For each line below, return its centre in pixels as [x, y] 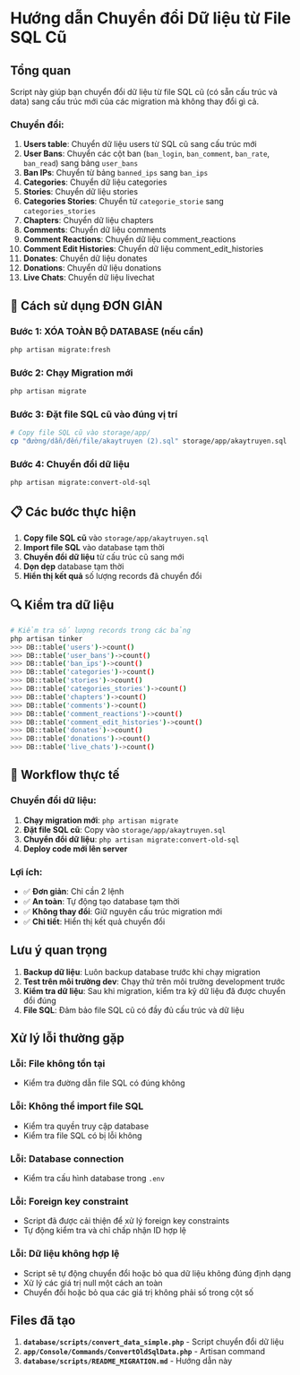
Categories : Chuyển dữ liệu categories [95, 182]
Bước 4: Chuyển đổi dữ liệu [70, 464]
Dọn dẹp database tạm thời [73, 566]
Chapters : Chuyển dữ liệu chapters [88, 221]
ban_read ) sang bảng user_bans [80, 163]
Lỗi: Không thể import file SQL [77, 1106]
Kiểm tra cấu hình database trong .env [94, 1179]
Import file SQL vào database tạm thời [94, 548]
